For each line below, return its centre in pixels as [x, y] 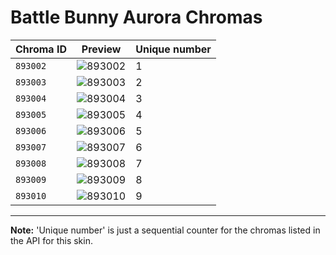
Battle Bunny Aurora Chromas [136, 17]
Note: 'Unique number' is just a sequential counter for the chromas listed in [165, 230]
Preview [101, 49]
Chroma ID [41, 49]
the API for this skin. [51, 240]
